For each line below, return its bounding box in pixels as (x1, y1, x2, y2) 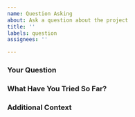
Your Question (7, 65, 57, 75)
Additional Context (7, 102, 72, 112)
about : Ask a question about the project (7, 17, 129, 24)
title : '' (7, 23, 36, 30)
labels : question (7, 29, 57, 37)
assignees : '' (7, 36, 48, 43)
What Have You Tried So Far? (7, 84, 107, 93)
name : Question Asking (7, 10, 73, 17)
